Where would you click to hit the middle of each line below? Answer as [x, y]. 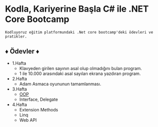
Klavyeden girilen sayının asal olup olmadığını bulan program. [81, 68]
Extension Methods [39, 109]
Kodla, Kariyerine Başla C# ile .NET [77, 9]
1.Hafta [19, 63]
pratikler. [16, 36]
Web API [28, 120]
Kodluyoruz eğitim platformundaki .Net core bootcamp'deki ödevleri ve [79, 32]
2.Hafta [19, 78]
